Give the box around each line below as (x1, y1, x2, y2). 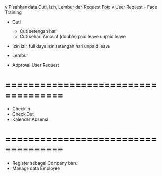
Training (5, 9, 22, 15)
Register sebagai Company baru (12, 160, 78, 166)
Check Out (12, 111, 34, 117)
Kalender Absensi (12, 116, 48, 122)
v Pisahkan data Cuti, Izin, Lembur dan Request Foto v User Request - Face (5, 4, 157, 10)
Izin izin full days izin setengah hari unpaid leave (12, 43, 110, 49)
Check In (12, 105, 31, 112)
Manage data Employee (12, 165, 60, 171)
